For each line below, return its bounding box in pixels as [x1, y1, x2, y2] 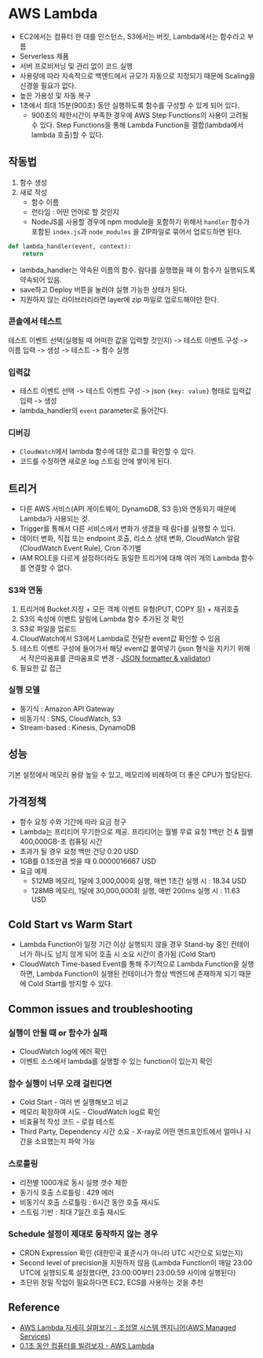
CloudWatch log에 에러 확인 [19, 1047, 108, 1056]
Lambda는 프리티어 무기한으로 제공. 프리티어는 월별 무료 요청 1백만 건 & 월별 [19, 827, 254, 837]
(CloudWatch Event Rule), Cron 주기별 [19, 543, 141, 553]
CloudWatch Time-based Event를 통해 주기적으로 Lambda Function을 [19, 959, 239, 969]
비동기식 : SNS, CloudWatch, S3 [19, 713, 122, 723]
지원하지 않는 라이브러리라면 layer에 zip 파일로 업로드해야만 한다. [19, 294, 220, 304]
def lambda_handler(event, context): [8, 242, 132, 250]
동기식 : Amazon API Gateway [19, 704, 115, 713]
